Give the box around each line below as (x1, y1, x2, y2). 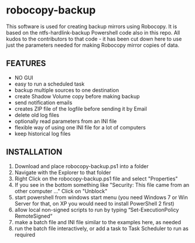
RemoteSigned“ (14, 212, 53, 220)
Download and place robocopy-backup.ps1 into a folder (14, 162, 149, 170)
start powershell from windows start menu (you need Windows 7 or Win (14, 194, 189, 201)
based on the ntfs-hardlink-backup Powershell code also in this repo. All (6, 29, 180, 36)
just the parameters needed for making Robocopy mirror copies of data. (6, 42, 180, 49)
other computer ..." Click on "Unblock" (14, 187, 108, 194)
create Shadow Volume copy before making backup (14, 93, 140, 100)
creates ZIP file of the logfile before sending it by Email (14, 105, 148, 112)
